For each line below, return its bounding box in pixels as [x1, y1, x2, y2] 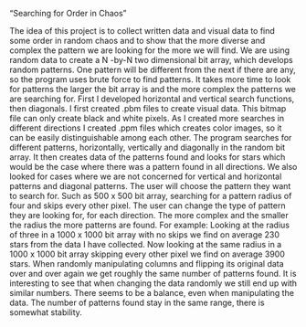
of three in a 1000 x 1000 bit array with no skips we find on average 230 [9, 229, 280, 240]
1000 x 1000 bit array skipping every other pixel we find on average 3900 [9, 248, 286, 259]
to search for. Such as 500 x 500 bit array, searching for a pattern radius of [9, 191, 292, 201]
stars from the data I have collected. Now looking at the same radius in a [9, 239, 282, 249]
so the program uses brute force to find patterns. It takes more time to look [9, 74, 291, 85]
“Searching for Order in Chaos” [9, 8, 127, 18]
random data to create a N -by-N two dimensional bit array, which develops [9, 55, 294, 65]
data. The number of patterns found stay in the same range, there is [9, 297, 265, 308]
